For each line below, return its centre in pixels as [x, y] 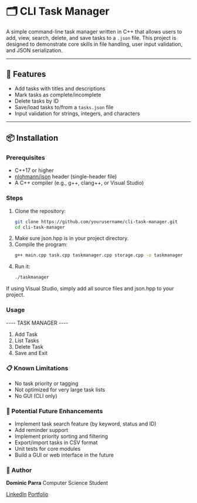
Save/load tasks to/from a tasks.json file [64, 107]
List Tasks [27, 340]
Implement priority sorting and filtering [61, 436]
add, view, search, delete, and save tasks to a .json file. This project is [91, 38]
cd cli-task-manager [40, 227]
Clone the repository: [40, 211]
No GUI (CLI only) [36, 396]
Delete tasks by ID [37, 101]
